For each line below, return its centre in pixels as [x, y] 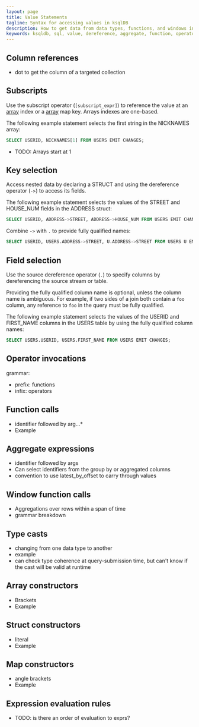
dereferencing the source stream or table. [57, 281]
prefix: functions [35, 385]
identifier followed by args [46, 463]
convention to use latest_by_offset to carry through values [86, 476]
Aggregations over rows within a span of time [70, 509]
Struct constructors [44, 625]
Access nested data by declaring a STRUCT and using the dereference [93, 184]
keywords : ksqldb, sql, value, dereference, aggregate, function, [90, 34]
